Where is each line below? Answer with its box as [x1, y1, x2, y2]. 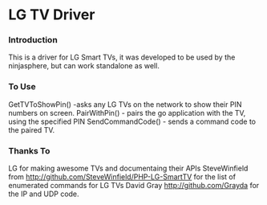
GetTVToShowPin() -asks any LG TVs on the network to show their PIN [8, 99, 242, 109]
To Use [8, 81, 36, 92]
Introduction [8, 35, 58, 46]
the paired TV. [8, 125, 55, 134]
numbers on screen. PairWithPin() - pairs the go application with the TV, [8, 108, 246, 117]
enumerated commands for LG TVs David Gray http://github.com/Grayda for [8, 181, 260, 191]
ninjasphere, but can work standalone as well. [8, 61, 160, 71]
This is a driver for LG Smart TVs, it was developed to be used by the [8, 52, 236, 62]
